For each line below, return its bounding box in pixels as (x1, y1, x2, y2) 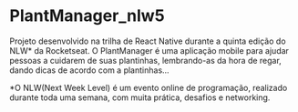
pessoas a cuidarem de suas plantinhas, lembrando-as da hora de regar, (9, 55, 283, 66)
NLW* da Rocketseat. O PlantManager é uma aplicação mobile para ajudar (9, 45, 290, 56)
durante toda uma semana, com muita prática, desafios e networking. (9, 92, 271, 103)
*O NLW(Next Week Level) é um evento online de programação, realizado (9, 82, 288, 93)
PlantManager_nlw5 (9, 5, 166, 26)
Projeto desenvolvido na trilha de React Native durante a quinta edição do (9, 36, 286, 46)
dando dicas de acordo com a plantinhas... (9, 65, 170, 76)
